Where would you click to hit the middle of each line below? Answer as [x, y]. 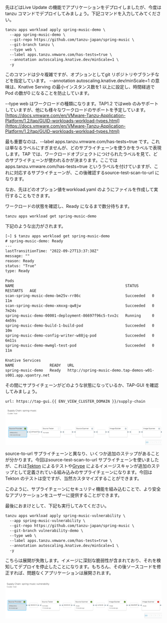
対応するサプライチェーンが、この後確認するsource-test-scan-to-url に [86, 173]
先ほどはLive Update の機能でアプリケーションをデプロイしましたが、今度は [83, 7]
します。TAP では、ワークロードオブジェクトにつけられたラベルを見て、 [79, 154]
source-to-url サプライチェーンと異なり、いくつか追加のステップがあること [83, 453]
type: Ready [17, 271]
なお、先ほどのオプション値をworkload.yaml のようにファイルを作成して [80, 189]
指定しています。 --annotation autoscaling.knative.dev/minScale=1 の [84, 81]
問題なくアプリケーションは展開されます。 [70, 573]
